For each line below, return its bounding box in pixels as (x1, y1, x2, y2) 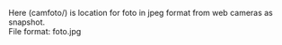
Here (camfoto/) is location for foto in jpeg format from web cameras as (8, 8, 273, 18)
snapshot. (8, 17, 46, 27)
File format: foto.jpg (8, 26, 82, 36)
